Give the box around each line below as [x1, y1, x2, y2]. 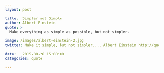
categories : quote [5, 56, 42, 61]
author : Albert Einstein [5, 20, 56, 25]
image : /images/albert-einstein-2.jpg [5, 38, 84, 43]
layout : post [5, 7, 32, 12]
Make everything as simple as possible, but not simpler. [9, 30, 130, 35]
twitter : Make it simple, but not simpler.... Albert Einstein [5, 43, 137, 48]
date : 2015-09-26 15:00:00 [5, 52, 64, 56]
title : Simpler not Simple [5, 16, 62, 21]
